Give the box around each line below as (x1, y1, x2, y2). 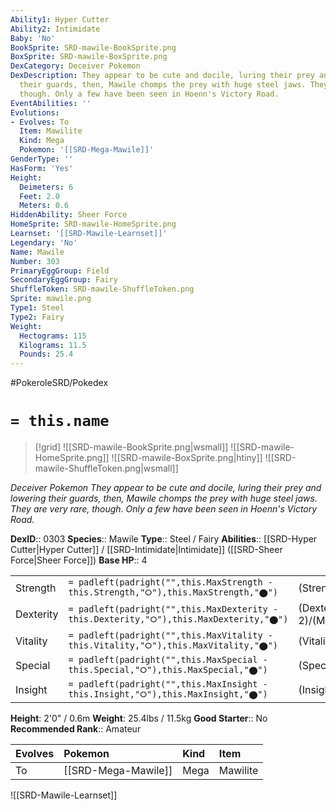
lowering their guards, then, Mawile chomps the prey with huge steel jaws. (10, 492, 318, 505)
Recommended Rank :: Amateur (10, 723, 142, 735)
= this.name (10, 412, 110, 431)
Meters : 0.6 (19, 201, 70, 211)
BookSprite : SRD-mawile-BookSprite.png (10, 42, 177, 53)
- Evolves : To (10, 117, 70, 127)
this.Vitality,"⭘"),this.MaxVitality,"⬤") (68, 640, 279, 651)
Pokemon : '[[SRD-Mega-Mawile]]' (19, 145, 155, 155)
